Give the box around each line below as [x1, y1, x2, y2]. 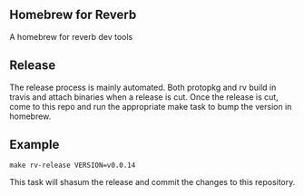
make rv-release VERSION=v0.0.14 [9, 161, 136, 171]
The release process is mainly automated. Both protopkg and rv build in [9, 82, 277, 93]
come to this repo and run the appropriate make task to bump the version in [9, 101, 292, 112]
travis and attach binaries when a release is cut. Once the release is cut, [9, 91, 279, 103]
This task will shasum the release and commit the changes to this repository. [9, 177, 296, 188]
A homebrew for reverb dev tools [9, 31, 133, 42]
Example [9, 137, 60, 152]
